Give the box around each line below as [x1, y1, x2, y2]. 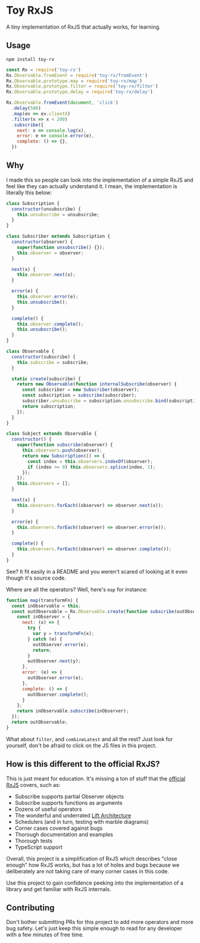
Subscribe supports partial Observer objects [14, 793, 124, 800]
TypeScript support [14, 844, 62, 851]
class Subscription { [6, 200, 60, 206]
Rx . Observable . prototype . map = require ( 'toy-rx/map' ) [6, 78, 143, 84]
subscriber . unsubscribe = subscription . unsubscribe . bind [21, 398, 167, 404]
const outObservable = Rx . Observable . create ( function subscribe [11, 608, 174, 614]
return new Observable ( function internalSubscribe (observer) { [17, 381, 177, 387]
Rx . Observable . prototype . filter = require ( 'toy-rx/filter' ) [6, 83, 159, 89]
